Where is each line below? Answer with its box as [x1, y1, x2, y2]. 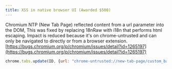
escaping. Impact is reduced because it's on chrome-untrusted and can [5, 32, 157, 38]
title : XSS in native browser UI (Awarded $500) [5, 7, 111, 13]
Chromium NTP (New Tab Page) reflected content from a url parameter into [5, 21, 164, 28]
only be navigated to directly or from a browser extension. [5, 38, 128, 44]
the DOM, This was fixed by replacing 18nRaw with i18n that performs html [5, 27, 162, 33]
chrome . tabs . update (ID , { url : [5, 58, 70, 64]
